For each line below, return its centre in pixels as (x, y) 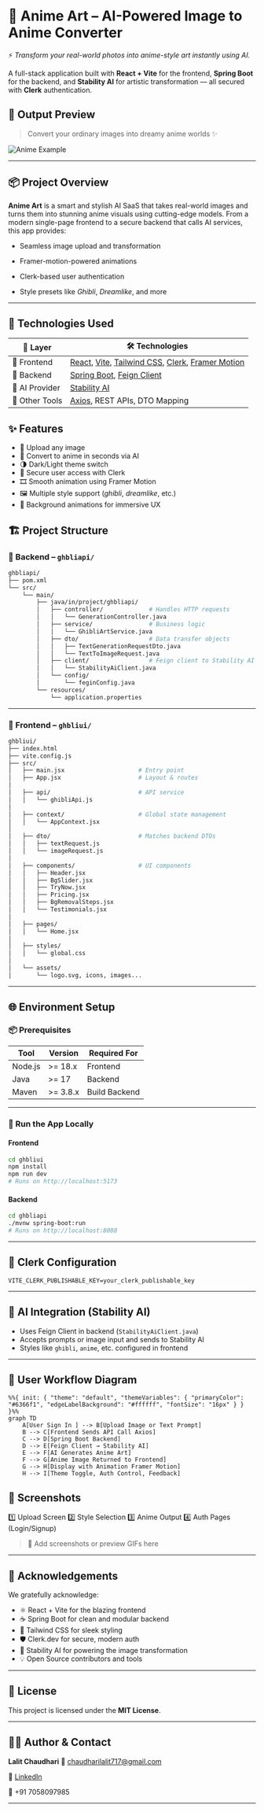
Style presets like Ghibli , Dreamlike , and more (93, 291)
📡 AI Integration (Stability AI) (79, 1312)
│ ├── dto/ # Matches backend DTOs (112, 836)
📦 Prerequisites (40, 1030)
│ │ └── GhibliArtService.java (95, 631)
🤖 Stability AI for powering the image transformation (104, 1650)
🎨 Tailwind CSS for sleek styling (71, 1630)
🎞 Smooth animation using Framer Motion (88, 482)
